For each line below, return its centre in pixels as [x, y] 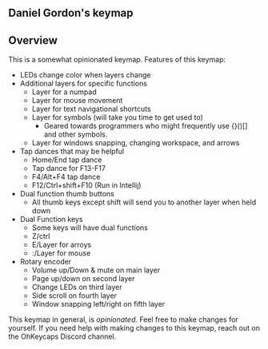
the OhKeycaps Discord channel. [62, 337]
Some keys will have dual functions [90, 228]
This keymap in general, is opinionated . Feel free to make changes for [123, 319]
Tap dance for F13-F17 [69, 169]
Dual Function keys [51, 220]
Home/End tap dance [67, 160]
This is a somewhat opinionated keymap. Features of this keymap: [117, 60]
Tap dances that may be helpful [72, 152]
